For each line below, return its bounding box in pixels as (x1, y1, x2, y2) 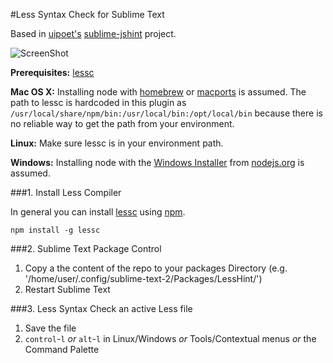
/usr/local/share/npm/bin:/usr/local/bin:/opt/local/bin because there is (10, 107, 323, 119)
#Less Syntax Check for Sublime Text (10, 9, 165, 20)
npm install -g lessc (10, 225, 101, 235)
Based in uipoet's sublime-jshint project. (10, 28, 177, 39)
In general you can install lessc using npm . (10, 206, 186, 218)
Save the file (24, 322, 77, 334)
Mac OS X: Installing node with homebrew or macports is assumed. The (10, 86, 307, 98)
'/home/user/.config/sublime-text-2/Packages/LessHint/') (24, 273, 263, 284)
